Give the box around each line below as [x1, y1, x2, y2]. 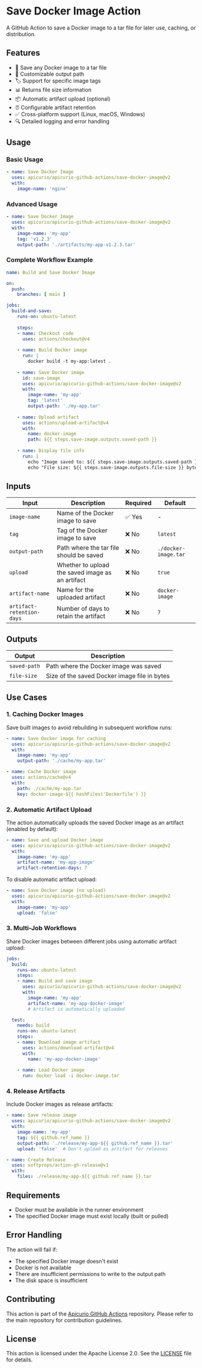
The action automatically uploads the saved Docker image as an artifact [6, 819, 184, 826]
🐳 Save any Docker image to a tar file [14, 64, 107, 71]
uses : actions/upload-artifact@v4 [22, 420, 109, 426]
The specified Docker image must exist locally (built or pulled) [14, 1212, 169, 1219]
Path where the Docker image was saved [46, 662, 162, 670]
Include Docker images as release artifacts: [6, 1100, 114, 1108]
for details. [6, 1356, 33, 1363]
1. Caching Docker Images [6, 710, 84, 719]
